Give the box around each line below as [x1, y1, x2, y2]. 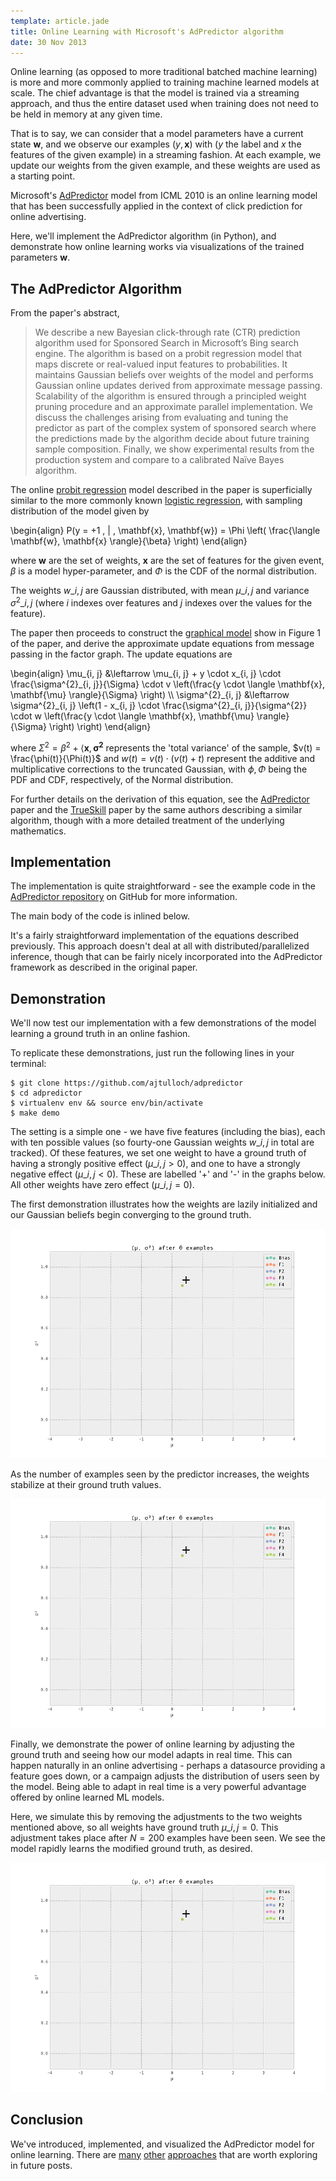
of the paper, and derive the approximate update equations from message [10, 637, 315, 649]
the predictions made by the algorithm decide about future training [34, 433, 310, 445]
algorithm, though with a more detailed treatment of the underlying [10, 814, 285, 826]
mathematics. [10, 825, 67, 837]
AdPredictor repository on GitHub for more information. [10, 891, 238, 903]
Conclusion [10, 2111, 84, 2129]
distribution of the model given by [10, 505, 150, 517]
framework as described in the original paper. [10, 961, 198, 974]
